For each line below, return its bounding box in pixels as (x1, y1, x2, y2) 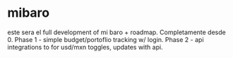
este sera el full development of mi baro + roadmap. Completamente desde (7, 28, 226, 36)
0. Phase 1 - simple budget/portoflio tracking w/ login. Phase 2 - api (7, 35, 204, 43)
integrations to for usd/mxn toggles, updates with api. (7, 43, 164, 51)
